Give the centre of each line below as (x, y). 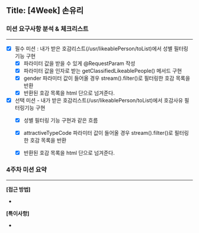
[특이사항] (18, 213)
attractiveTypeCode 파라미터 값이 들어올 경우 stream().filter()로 (98, 133)
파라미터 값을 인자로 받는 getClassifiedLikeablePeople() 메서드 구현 (103, 70)
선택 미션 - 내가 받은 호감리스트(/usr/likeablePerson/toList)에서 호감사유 (99, 100)
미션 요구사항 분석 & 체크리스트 (47, 29)
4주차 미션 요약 (27, 170)
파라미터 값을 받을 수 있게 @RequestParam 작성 (79, 63)
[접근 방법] (18, 189)
